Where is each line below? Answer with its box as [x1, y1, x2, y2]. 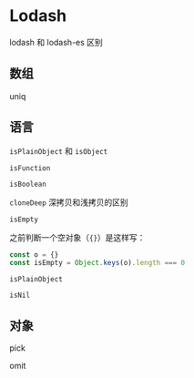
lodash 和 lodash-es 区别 [9, 36, 103, 47]
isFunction [9, 163, 51, 173]
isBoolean [9, 179, 47, 189]
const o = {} [9, 250, 59, 260]
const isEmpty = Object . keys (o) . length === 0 [9, 259, 185, 268]
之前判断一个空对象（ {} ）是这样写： [9, 231, 146, 242]
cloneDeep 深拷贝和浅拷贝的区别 [9, 197, 129, 208]
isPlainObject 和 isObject [9, 145, 108, 156]
